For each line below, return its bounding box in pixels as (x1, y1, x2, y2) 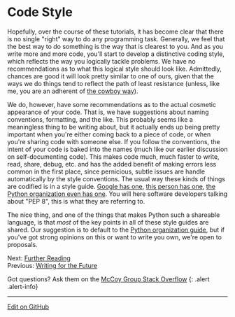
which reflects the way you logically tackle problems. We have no (7, 57, 196, 65)
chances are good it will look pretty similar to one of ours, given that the (7, 71, 215, 80)
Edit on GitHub (7, 302, 50, 311)
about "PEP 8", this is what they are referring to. (7, 197, 145, 205)
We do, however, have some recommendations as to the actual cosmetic (7, 100, 217, 108)
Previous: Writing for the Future (7, 261, 98, 269)
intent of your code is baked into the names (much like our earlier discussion (7, 145, 228, 153)
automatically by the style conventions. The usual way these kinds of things (7, 174, 226, 183)
